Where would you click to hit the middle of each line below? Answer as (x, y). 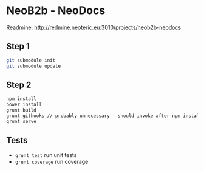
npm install (21, 99)
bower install (24, 105)
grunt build (21, 110)
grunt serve (21, 121)
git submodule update (34, 66)
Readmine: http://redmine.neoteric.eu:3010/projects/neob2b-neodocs (93, 27)
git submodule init (31, 60)
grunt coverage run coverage (52, 161)
